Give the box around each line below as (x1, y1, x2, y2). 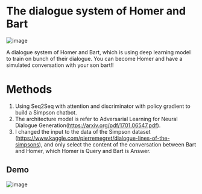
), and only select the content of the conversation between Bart (39, 140, 197, 148)
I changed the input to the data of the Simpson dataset (14, 128, 151, 135)
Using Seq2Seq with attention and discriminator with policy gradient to (14, 102, 191, 110)
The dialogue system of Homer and (6, 4, 186, 18)
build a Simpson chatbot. (14, 108, 77, 116)
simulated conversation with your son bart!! (6, 61, 114, 69)
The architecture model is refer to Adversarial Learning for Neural (14, 115, 178, 122)
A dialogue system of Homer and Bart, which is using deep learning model (6, 48, 191, 55)
